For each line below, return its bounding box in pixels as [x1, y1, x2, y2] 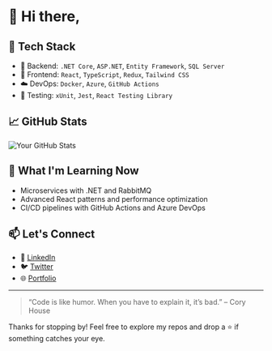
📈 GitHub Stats [8, 115, 87, 129]
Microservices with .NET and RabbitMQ [19, 186, 152, 195]
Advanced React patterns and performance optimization [19, 194, 208, 203]
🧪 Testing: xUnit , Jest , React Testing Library [19, 91, 172, 100]
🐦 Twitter [19, 262, 54, 272]
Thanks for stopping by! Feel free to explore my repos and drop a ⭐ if [8, 322, 239, 332]
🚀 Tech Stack [8, 40, 76, 54]
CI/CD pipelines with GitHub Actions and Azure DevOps [19, 203, 206, 212]
